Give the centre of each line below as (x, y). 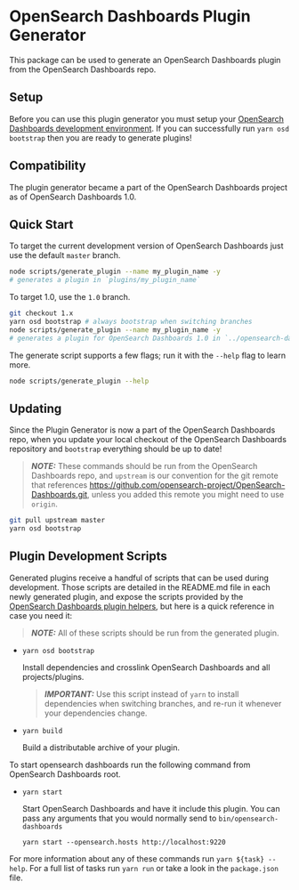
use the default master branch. (65, 255)
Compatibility (48, 166)
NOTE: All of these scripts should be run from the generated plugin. (155, 633)
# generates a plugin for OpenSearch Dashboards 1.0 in (115, 338)
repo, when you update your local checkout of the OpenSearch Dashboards (148, 440)
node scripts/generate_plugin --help (79, 381)
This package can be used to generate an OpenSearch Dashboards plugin (145, 60)
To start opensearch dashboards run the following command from (130, 765)
